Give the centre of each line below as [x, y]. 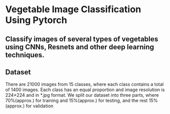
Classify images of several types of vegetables [82, 39]
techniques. [25, 55]
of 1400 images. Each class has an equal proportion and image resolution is [85, 90]
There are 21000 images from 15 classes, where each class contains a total [84, 84]
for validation [39, 106]
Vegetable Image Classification [73, 9]
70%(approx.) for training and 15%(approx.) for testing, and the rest [77, 101]
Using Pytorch [36, 20]
